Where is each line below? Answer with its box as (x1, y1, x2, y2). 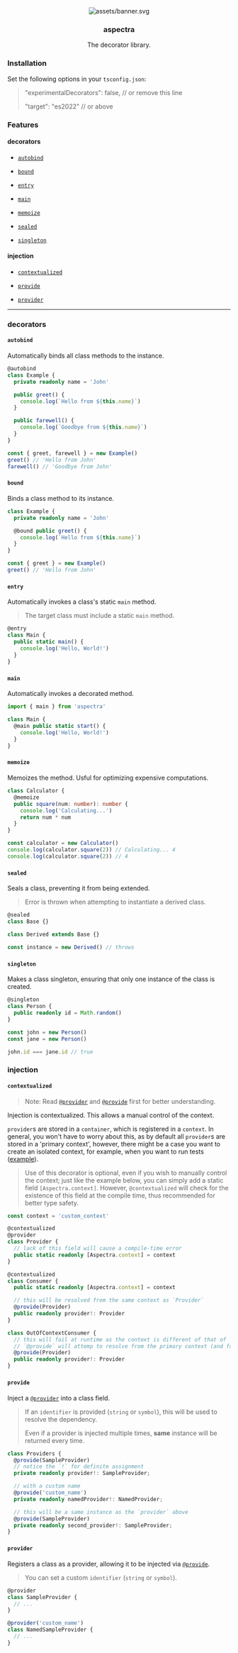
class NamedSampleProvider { (7, 1626, 93, 1634)
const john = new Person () (7, 1029, 87, 1036)
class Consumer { (7, 1277, 59, 1285)
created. (7, 983, 32, 991)
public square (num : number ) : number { (13, 800, 129, 807)
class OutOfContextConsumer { (7, 1329, 97, 1337)
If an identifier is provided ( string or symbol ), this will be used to (24, 1408, 217, 1416)
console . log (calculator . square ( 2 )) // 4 (7, 853, 129, 860)
